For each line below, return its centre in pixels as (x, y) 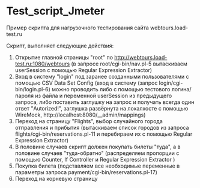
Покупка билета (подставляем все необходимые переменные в (97, 166)
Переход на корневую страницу (56, 178)
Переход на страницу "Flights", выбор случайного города (89, 121)
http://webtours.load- (141, 57)
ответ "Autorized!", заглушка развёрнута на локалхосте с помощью (102, 108)
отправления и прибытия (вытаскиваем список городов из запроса (102, 127)
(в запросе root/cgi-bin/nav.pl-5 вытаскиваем (129, 64)
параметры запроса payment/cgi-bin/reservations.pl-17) (86, 172)
